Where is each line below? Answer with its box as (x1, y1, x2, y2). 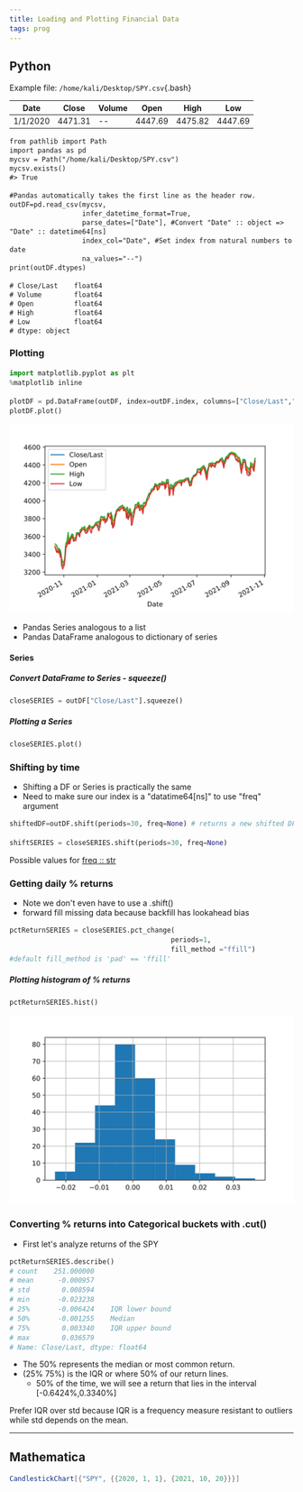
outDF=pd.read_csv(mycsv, (9, 199, 106, 209)
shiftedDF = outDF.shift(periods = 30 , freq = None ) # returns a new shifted (9, 819, 284, 829)
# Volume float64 (9, 290, 103, 299)
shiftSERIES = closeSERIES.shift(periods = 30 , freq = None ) (9, 839, 228, 848)
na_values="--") (81, 253, 143, 263)
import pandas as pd (9, 145, 87, 155)
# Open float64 (9, 299, 103, 309)
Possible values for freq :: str (9, 855, 116, 866)
